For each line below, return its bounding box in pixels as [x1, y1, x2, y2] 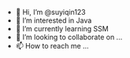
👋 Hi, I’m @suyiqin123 [15, 8, 87, 16]
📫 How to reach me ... [15, 42, 89, 50]
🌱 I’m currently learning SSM [15, 24, 109, 33]
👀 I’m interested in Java [15, 16, 92, 25]
